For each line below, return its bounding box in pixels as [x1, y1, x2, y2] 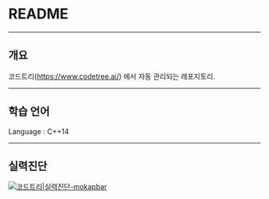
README [8, 5, 69, 23]
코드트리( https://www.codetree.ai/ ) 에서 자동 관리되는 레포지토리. [8, 71, 216, 81]
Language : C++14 [8, 126, 70, 136]
